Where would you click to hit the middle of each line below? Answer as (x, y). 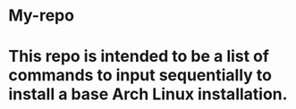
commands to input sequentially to (140, 75)
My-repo (42, 16)
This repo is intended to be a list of (139, 57)
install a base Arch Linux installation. (148, 94)
